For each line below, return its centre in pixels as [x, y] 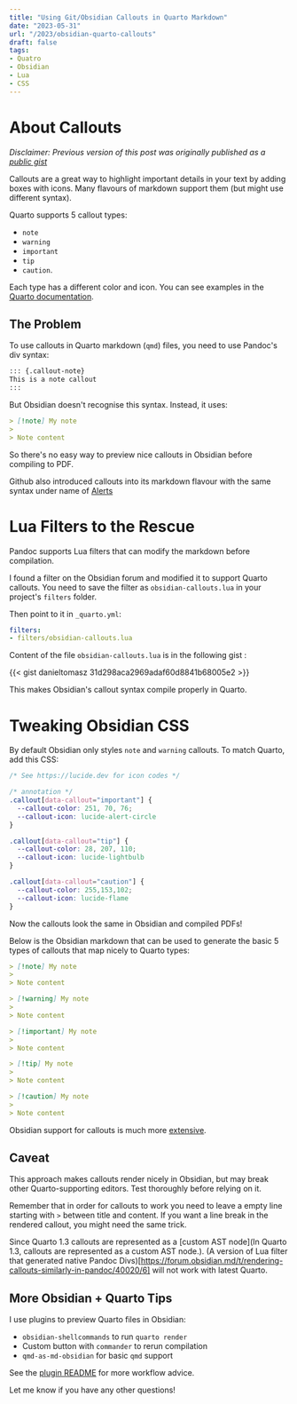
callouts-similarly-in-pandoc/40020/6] [80, 1270]
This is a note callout [53, 380]
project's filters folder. [53, 597]
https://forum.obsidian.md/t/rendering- [212, 1261]
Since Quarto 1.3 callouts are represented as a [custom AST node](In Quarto [148, 1242]
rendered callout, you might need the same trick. [98, 1225]
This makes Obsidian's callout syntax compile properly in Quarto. [128, 690]
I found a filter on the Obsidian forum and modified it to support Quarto [138, 577]
